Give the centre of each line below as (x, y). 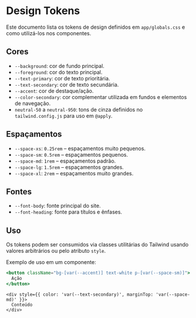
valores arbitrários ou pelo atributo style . (56, 251)
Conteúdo (22, 305)
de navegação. (33, 103)
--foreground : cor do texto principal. (58, 72)
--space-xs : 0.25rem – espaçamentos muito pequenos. (80, 148)
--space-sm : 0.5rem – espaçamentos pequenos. (71, 154)
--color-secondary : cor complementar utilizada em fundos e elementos (101, 97)
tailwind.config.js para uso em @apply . (63, 116)
